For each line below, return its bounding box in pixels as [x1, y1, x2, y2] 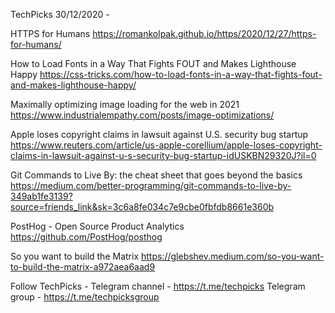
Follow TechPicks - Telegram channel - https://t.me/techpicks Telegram [10, 280, 306, 292]
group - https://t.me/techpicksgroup [10, 291, 160, 303]
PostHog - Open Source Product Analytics [10, 220, 185, 232]
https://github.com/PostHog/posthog [10, 231, 163, 243]
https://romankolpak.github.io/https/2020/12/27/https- [92, 28, 317, 39]
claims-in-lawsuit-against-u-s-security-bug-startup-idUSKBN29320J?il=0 [10, 150, 317, 161]
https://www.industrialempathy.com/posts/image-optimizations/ [10, 109, 275, 121]
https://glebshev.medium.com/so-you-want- [140, 250, 325, 262]
